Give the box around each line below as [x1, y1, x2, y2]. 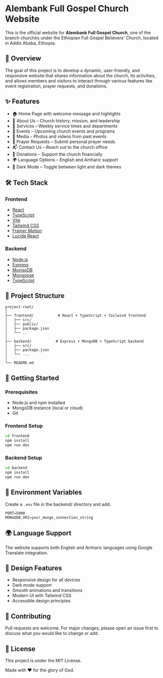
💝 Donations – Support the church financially [12, 151, 103, 157]
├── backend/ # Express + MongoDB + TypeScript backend [5, 339, 144, 344]
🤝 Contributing [5, 612, 51, 621]
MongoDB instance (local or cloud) [12, 405, 83, 411]
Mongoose [12, 272, 34, 278]
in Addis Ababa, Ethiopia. [5, 40, 56, 46]
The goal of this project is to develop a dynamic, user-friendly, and [5, 67, 140, 73]
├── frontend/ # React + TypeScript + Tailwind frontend [5, 313, 146, 318]
